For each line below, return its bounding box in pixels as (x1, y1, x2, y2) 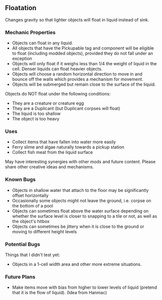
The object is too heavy (12, 116, 60, 122)
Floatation (5, 4, 36, 12)
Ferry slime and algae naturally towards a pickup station (12, 144, 125, 150)
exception (12, 56, 33, 61)
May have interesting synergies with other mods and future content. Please (5, 159, 156, 165)
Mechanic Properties (5, 29, 56, 36)
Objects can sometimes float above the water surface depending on (12, 208, 149, 214)
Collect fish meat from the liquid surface (12, 150, 93, 155)
